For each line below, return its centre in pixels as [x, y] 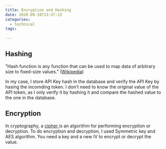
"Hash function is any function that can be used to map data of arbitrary [80, 66]
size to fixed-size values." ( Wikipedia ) [45, 71]
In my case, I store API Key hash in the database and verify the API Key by [82, 81]
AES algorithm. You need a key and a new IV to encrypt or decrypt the [78, 136]
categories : [18, 19]
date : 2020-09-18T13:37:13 [34, 15]
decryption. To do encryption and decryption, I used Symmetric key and [80, 131]
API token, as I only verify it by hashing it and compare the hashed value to [83, 92]
